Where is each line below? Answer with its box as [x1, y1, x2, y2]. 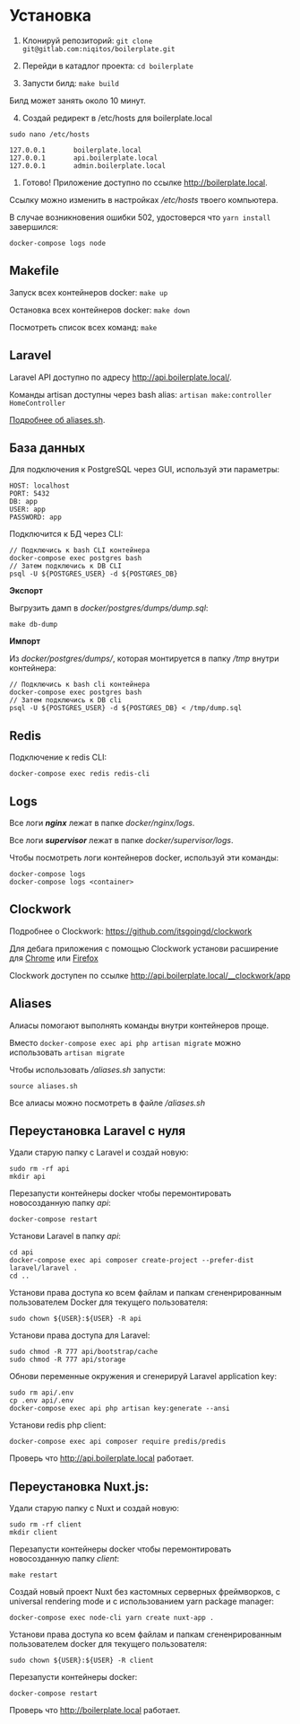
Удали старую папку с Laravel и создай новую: [9, 1147, 189, 1158]
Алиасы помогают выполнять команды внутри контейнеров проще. [9, 1020, 270, 1031]
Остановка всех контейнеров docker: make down [9, 304, 191, 315]
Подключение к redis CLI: [9, 752, 107, 763]
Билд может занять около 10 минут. [9, 95, 146, 106]
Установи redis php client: [9, 1420, 107, 1430]
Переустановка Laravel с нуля [9, 1123, 186, 1139]
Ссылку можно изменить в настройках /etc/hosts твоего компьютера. [9, 194, 279, 205]
